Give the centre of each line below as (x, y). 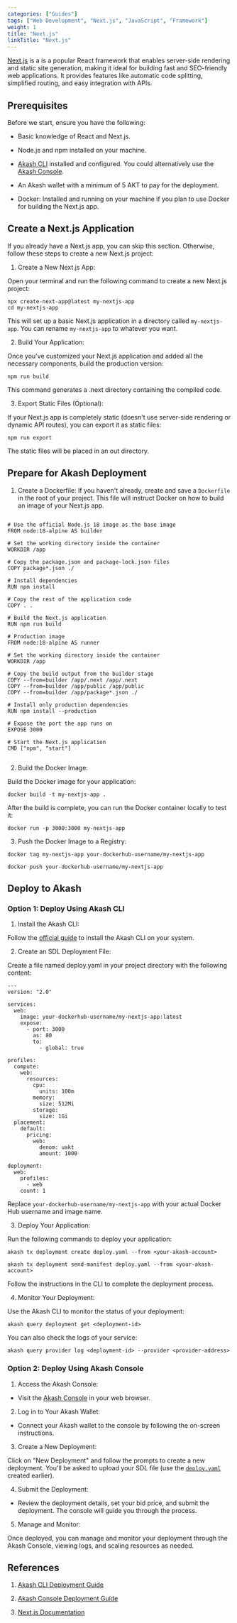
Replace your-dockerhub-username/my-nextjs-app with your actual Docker (115, 1204)
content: (20, 973)
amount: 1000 (58, 1154)
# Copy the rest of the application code (70, 599)
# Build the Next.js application (57, 618)
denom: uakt (56, 1147)
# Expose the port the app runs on (60, 723)
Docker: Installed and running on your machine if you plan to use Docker (123, 199)
